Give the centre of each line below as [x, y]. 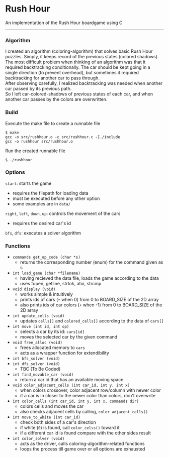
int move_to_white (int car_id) [46, 417]
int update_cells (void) [38, 316]
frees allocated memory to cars [53, 348]
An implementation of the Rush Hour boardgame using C [64, 23]
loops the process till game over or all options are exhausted [82, 449]
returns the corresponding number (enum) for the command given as [92, 262]
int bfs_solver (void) [36, 359]
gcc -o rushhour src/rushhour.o [39, 141]
